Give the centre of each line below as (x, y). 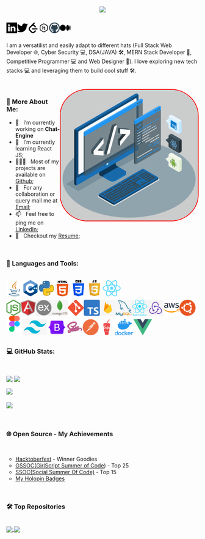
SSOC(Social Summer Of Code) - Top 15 (66, 472)
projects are (30, 168)
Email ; (23, 207)
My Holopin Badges (40, 478)
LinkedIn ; (27, 229)
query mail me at (36, 201)
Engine (24, 136)
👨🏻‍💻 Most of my (37, 162)
